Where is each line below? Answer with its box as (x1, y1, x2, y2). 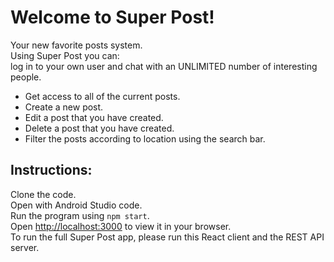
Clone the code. (10, 188, 77, 200)
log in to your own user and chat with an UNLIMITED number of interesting (10, 60, 318, 72)
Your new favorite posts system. (10, 39, 143, 51)
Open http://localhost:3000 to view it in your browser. (10, 220, 232, 232)
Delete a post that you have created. (24, 122, 175, 134)
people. (10, 71, 42, 83)
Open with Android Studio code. (10, 199, 143, 211)
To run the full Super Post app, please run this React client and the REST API (10, 231, 325, 243)
